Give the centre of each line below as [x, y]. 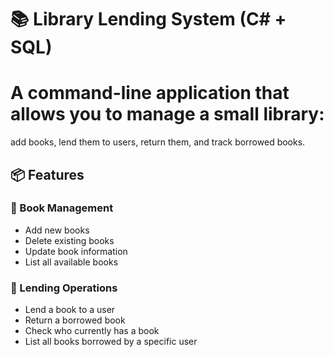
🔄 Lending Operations [64, 288]
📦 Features [47, 174]
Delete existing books [69, 240]
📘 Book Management [62, 208]
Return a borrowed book [75, 320]
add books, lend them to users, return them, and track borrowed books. [158, 142]
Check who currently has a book [92, 331]
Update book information [76, 251]
